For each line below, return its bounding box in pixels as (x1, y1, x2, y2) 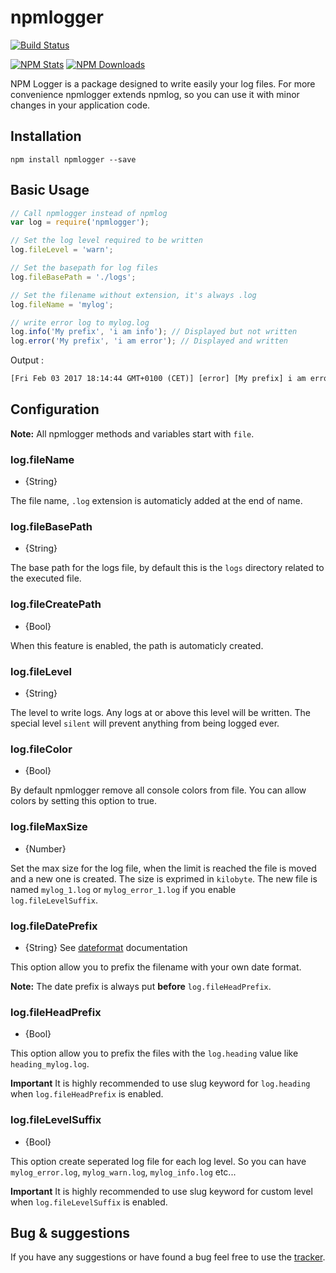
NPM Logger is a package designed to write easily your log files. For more (10, 77, 316, 90)
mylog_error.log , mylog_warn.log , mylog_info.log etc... (10, 1166, 237, 1178)
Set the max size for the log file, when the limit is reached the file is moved (10, 862, 317, 874)
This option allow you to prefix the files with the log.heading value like (10, 1047, 299, 1060)
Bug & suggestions (10, 1224, 131, 1241)
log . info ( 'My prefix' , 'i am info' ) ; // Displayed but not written (10, 327, 298, 337)
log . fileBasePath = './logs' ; (10, 272, 137, 282)
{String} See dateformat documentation (24, 941, 188, 953)
